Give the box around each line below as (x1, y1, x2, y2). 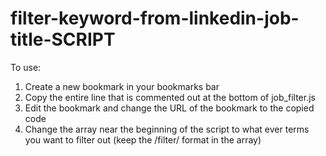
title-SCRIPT (10, 28, 116, 51)
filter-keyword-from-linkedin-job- (10, 7, 300, 30)
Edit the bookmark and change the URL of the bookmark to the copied (24, 102, 315, 114)
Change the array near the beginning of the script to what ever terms (24, 123, 310, 135)
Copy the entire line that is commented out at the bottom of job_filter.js (24, 91, 316, 103)
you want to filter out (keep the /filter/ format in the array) (24, 133, 262, 146)
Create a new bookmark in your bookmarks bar (24, 80, 220, 92)
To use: (10, 61, 42, 73)
